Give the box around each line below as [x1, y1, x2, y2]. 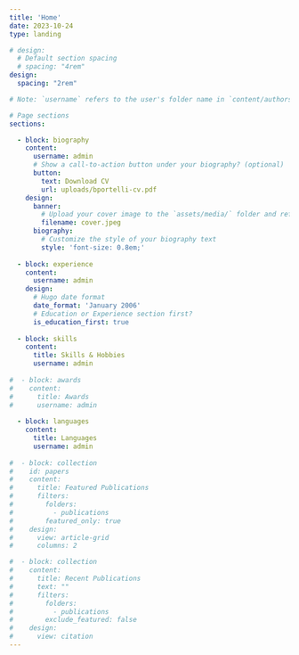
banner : [32, 201, 62, 210]
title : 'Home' [9, 12, 62, 22]
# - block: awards [9, 375, 82, 384]
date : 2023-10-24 [9, 21, 74, 30]
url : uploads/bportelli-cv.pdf [41, 184, 158, 194]
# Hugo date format [32, 293, 105, 302]
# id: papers [9, 467, 69, 476]
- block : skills [17, 334, 77, 343]
